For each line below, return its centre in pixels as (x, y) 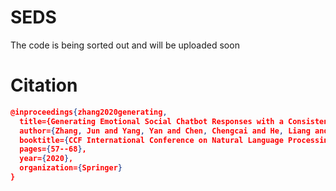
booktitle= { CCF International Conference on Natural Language (151, 140)
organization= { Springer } (71, 168)
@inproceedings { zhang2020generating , (89, 112)
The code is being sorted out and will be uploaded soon (125, 45)
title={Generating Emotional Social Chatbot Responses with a (151, 121)
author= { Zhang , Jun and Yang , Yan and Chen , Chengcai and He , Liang (165, 131)
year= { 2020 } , (46, 159)
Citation (44, 85)
